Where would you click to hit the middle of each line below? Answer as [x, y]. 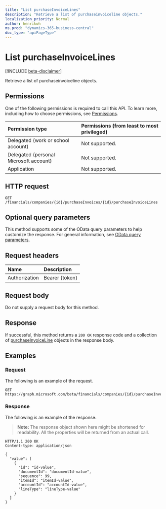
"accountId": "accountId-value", [53, 485]
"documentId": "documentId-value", [55, 472]
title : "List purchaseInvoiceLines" [43, 10]
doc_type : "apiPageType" [31, 33]
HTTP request [27, 187]
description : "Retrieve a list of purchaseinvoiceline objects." [74, 14]
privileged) [94, 132]
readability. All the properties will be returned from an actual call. [83, 432]
